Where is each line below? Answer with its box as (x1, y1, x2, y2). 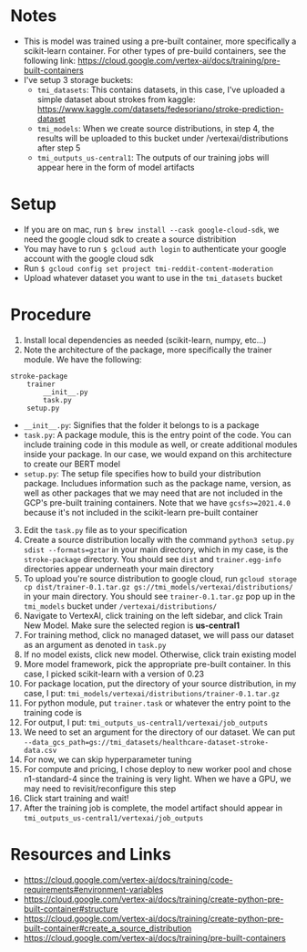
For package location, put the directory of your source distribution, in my (23, 677, 297, 689)
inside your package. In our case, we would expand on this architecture (23, 448, 292, 459)
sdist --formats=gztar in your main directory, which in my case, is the (23, 544, 289, 555)
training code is (23, 706, 83, 717)
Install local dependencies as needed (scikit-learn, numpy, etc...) (23, 334, 267, 345)
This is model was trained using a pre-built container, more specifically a (23, 36, 297, 47)
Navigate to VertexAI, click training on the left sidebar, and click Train (23, 610, 283, 621)
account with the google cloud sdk (23, 253, 154, 264)
